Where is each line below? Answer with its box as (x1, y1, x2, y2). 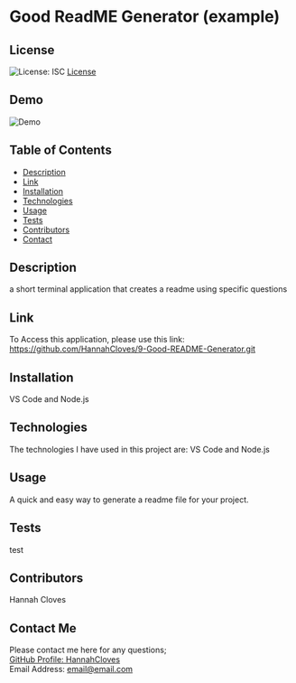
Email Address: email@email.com (9, 664, 134, 675)
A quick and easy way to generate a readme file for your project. (9, 494, 250, 505)
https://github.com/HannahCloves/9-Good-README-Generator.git (9, 343, 255, 354)
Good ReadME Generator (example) (9, 6, 281, 27)
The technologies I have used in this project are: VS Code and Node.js (9, 444, 271, 454)
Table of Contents (9, 143, 113, 158)
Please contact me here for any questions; (9, 644, 167, 656)
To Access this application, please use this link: (9, 334, 185, 345)
